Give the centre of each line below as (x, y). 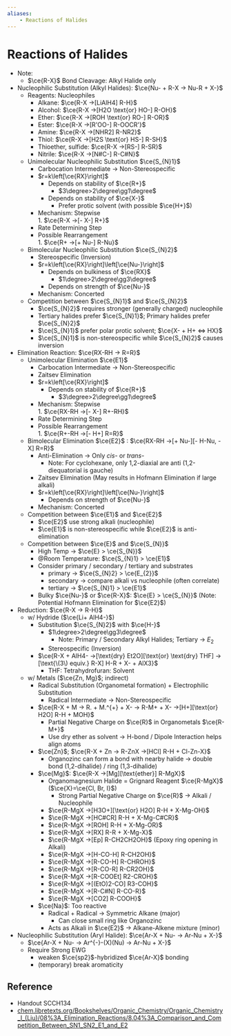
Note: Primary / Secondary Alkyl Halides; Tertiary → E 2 (136, 640)
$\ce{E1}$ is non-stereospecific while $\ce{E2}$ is (110, 529)
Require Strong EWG (57, 950)
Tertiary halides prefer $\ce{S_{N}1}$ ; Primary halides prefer (124, 316)
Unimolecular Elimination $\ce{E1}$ (78, 360)
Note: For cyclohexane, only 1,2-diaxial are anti (114, 463)
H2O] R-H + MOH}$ (66, 715)
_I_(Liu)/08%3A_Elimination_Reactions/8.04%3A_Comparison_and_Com (119, 1018)
